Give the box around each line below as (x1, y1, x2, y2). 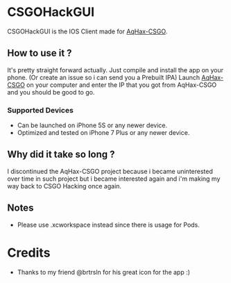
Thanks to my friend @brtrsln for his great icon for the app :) (17, 268, 191, 276)
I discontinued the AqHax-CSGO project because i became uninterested (7, 167, 214, 175)
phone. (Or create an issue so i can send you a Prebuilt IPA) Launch (7, 73, 200, 81)
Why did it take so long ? (7, 149, 116, 161)
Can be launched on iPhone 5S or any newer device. (17, 121, 168, 129)
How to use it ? (7, 47, 72, 59)
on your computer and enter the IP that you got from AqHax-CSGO (26, 81, 217, 89)
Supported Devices (7, 105, 74, 115)
